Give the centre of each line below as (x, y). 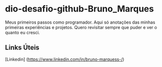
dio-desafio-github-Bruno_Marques (80, 9)
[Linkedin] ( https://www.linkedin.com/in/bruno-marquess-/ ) (65, 59)
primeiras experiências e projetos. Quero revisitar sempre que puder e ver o (81, 27)
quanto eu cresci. (23, 32)
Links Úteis (22, 47)
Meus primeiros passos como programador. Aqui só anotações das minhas (80, 22)
